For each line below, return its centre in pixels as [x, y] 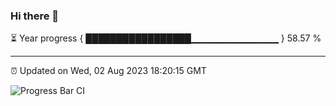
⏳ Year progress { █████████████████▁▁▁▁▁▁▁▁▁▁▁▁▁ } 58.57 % [166, 38]
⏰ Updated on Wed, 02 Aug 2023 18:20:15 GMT [108, 71]
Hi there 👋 [35, 16]
